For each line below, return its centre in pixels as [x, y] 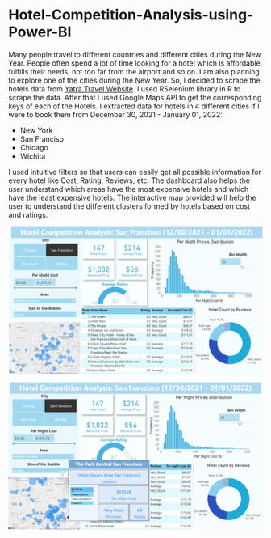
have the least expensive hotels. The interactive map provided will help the [132, 197]
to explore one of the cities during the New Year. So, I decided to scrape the [134, 80]
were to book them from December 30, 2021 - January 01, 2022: [116, 114]
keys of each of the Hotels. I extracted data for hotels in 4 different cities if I [134, 106]
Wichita [33, 156]
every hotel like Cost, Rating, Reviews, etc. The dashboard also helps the [129, 180]
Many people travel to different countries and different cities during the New [135, 54]
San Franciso [42, 138]
